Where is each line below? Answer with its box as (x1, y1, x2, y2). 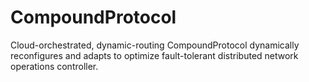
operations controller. (10, 60, 99, 72)
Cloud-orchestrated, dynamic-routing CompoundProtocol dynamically (10, 39, 300, 51)
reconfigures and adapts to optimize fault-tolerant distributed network (10, 49, 299, 61)
